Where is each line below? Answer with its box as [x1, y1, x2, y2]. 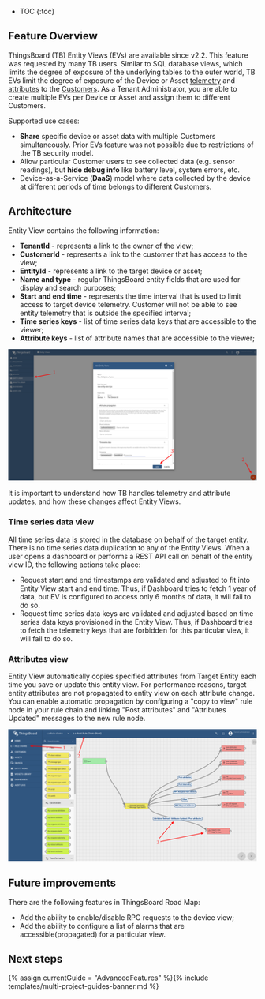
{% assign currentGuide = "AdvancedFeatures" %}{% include [8, 973, 209, 982]
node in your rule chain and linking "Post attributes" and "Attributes [8, 704, 226, 714]
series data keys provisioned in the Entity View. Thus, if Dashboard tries [19, 617, 253, 626]
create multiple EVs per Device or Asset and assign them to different [8, 92, 230, 102]
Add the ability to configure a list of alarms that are [19, 921, 185, 930]
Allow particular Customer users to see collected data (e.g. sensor [19, 156, 235, 166]
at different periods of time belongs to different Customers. [19, 182, 212, 191]
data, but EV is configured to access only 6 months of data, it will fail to [19, 592, 252, 601]
